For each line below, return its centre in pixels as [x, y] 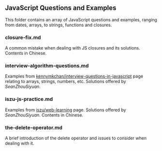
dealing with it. [20, 143]
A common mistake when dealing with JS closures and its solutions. [73, 48]
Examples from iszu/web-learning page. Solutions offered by [66, 110]
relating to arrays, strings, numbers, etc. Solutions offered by [66, 82]
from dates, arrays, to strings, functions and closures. [59, 25]
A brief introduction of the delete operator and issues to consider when [76, 138]
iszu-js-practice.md [29, 99]
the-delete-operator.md [34, 127]
